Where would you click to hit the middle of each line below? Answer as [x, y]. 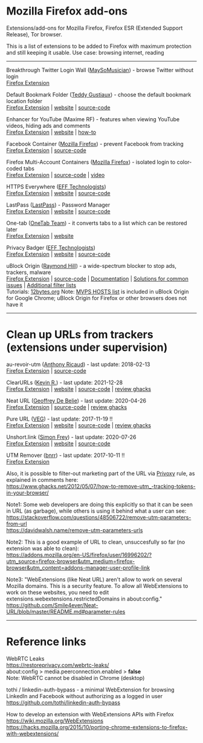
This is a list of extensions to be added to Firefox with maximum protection [99, 46]
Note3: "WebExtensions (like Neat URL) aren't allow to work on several [94, 579]
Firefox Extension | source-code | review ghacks [67, 407]
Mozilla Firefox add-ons [67, 11]
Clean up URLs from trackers [80, 335]
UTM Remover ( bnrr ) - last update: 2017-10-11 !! [66, 455]
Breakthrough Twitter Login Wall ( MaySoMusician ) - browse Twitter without [100, 70]
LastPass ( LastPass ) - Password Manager [58, 205]
